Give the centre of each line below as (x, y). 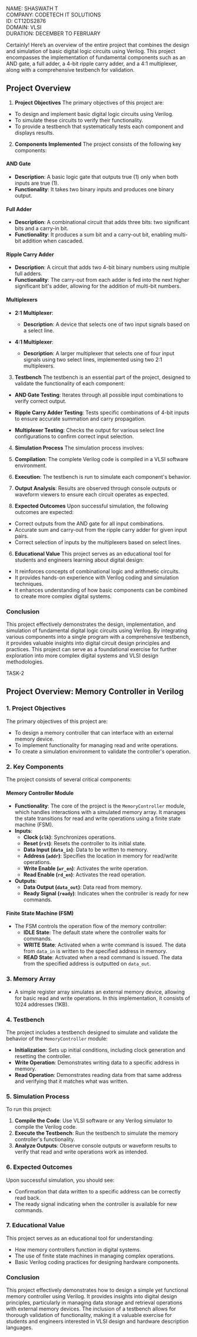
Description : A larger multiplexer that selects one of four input (99, 353)
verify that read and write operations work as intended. (81, 1152)
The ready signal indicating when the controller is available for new (96, 1204)
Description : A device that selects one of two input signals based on (106, 324)
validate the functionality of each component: (70, 383)
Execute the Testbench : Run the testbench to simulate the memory (96, 1133)
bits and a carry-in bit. (41, 228)
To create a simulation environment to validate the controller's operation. (103, 751)
